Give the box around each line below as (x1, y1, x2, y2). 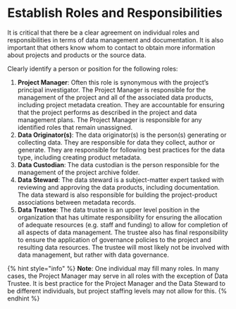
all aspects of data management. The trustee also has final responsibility (17, 228, 228, 236)
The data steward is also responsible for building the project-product (17, 190, 218, 199)
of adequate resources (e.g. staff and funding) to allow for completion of (17, 220, 228, 229)
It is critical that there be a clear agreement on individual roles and (7, 28, 199, 37)
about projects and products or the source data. (7, 51, 147, 59)
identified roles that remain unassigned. (17, 123, 133, 131)
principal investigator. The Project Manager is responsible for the (17, 85, 206, 94)
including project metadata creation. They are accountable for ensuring (17, 100, 225, 109)
